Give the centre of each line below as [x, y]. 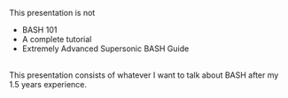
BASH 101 [39, 30]
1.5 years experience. [48, 84]
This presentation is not [52, 13]
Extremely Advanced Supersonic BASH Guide [105, 49]
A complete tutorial [57, 39]
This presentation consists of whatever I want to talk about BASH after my [144, 75]
